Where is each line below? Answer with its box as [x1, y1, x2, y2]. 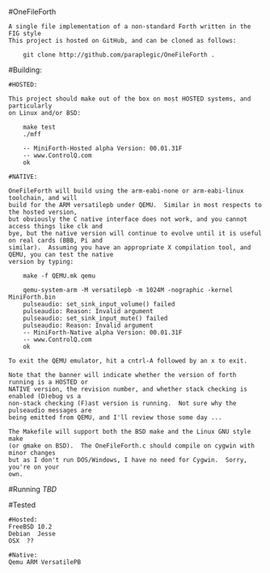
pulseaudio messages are [8, 406, 92, 414]
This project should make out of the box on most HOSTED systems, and [8, 95, 251, 103]
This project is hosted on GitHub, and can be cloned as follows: [8, 36, 237, 45]
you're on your [8, 463, 60, 471]
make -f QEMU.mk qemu [23, 272, 95, 280]
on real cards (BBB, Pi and [8, 236, 103, 244]
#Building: [8, 65, 42, 74]
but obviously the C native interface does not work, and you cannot [8, 215, 248, 223]
